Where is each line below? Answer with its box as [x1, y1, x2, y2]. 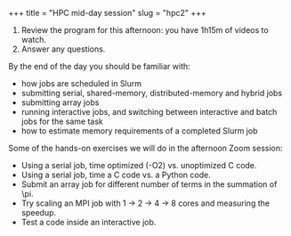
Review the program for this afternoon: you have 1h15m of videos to [20, 25, 269, 35]
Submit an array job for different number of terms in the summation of [20, 179, 278, 190]
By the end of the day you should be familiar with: [8, 61, 190, 71]
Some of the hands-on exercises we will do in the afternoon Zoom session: [8, 142, 283, 153]
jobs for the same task [20, 116, 104, 126]
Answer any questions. [20, 44, 106, 54]
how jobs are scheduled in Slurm [20, 78, 142, 88]
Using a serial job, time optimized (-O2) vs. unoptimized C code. [20, 160, 257, 170]
